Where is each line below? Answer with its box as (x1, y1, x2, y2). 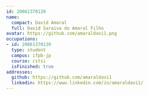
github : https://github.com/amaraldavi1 (11, 74, 112, 80)
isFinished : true (11, 63, 54, 70)
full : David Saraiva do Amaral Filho (11, 25, 104, 31)
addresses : (6, 69, 33, 75)
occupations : (6, 36, 38, 42)
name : (6, 14, 19, 20)
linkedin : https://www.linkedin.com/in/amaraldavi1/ (11, 80, 144, 86)
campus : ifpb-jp (11, 53, 51, 58)
